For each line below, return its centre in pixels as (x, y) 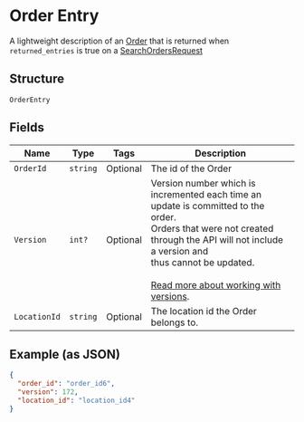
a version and (180, 251)
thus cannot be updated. (203, 262)
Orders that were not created (212, 228)
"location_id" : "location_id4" (76, 400)
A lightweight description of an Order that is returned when (119, 41)
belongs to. (175, 322)
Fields (27, 128)
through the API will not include (217, 239)
